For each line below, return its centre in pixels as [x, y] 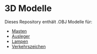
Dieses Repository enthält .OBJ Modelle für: [48, 22]
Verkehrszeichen [29, 46]
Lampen [20, 41]
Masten [19, 31]
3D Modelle [28, 8]
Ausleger [21, 36]
